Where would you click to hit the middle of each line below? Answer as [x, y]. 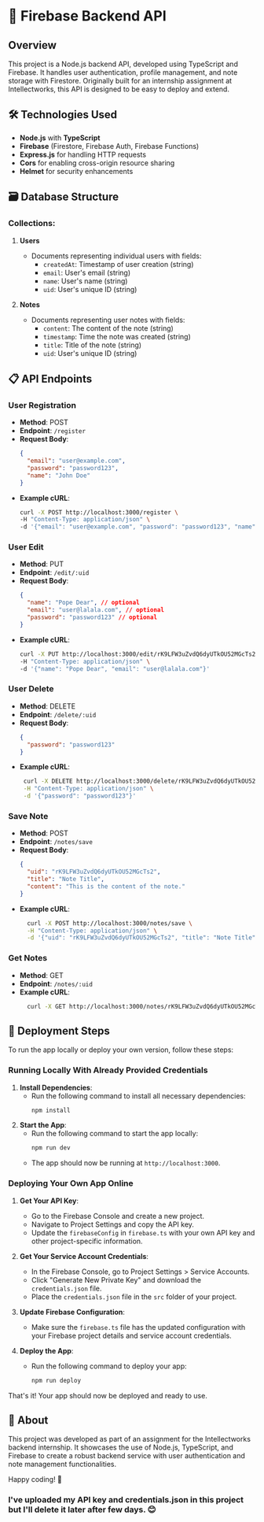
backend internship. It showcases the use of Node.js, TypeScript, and [121, 1447]
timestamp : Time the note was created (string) [117, 336]
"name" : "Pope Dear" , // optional [83, 603]
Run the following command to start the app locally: [115, 1134]
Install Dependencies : [56, 1087]
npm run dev [51, 1148]
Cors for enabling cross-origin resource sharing [97, 163]
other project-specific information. [87, 1241]
